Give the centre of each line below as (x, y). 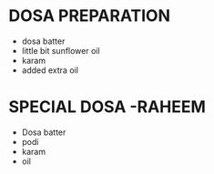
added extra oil (50, 70)
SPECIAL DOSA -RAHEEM (107, 107)
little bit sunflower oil (61, 50)
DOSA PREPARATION (89, 16)
